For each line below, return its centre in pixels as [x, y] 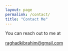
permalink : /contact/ [28, 14]
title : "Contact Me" [27, 19]
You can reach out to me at [33, 33]
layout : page [19, 10]
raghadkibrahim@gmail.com [34, 43]
